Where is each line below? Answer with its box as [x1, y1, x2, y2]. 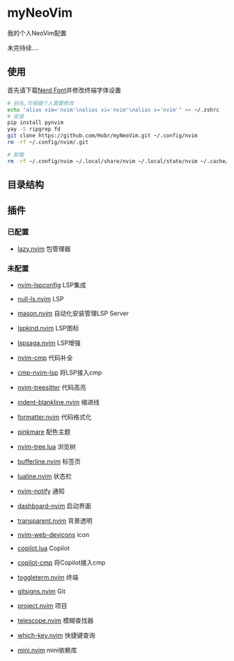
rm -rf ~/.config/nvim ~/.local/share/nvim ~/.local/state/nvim [7, 158, 198, 165]
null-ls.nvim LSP [17, 295, 64, 303]
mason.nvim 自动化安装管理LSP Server [17, 309, 129, 317]
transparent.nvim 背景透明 [17, 517, 93, 524]
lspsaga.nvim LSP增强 [17, 339, 81, 347]
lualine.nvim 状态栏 [17, 472, 72, 480]
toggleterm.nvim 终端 [17, 573, 79, 582]
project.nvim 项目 [17, 602, 68, 609]
